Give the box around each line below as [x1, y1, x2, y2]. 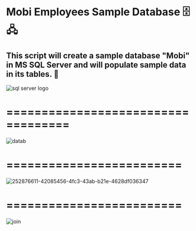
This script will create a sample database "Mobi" [6, 50, 190, 60]
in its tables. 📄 [6, 69, 59, 79]
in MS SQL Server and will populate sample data [6, 60, 187, 70]
